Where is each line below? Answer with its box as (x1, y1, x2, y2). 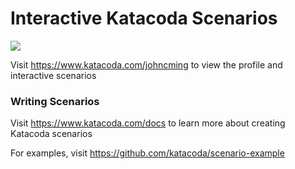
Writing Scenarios (10, 94, 100, 108)
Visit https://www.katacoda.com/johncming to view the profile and (10, 58, 283, 71)
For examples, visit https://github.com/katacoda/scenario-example (10, 147, 285, 159)
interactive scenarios (10, 69, 97, 81)
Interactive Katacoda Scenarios (10, 7, 278, 30)
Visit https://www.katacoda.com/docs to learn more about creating (10, 117, 286, 129)
